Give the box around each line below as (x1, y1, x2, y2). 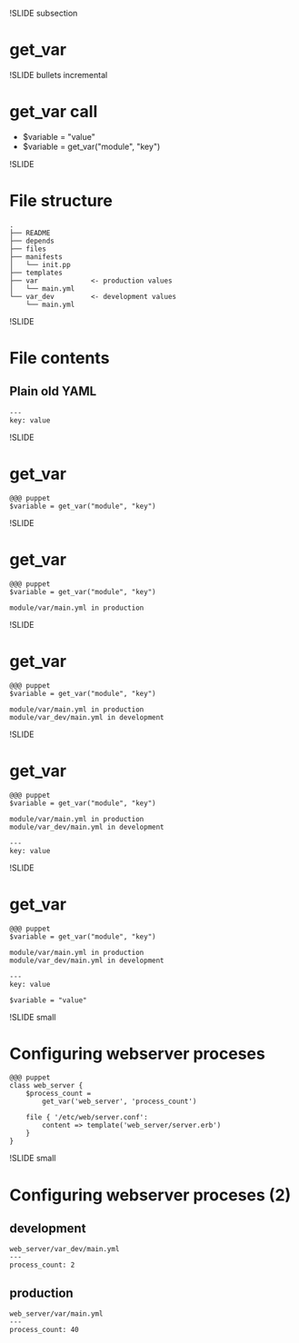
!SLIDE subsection (9, 8, 78, 18)
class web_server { (9, 1081, 84, 1090)
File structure (9, 191, 114, 212)
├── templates (9, 268, 64, 277)
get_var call (9, 102, 98, 122)
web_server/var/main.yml (9, 1309, 104, 1318)
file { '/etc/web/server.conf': (25, 1113, 148, 1122)
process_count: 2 (9, 1260, 75, 1270)
